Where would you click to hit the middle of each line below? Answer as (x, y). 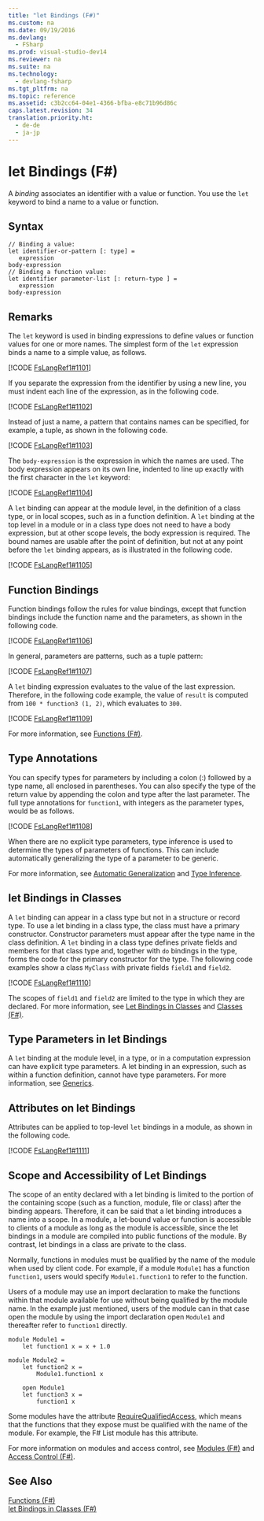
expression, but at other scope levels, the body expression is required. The (129, 533)
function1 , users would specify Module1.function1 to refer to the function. (128, 1277)
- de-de (28, 125)
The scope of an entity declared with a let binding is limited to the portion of (131, 1194)
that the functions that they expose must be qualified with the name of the (128, 1425)
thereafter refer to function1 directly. (68, 1325)
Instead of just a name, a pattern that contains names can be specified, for (129, 422)
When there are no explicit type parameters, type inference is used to (121, 841)
